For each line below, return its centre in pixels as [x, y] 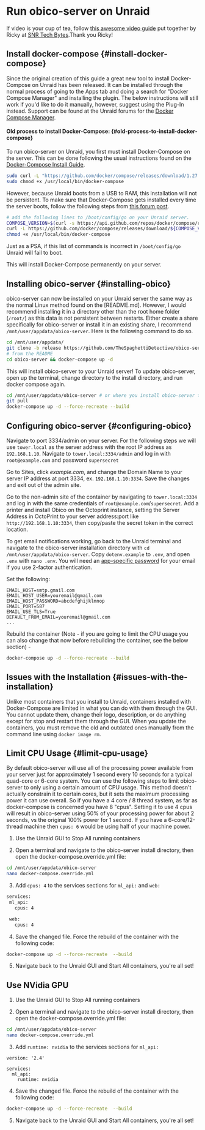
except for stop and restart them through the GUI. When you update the [96, 721]
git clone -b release [34, 348]
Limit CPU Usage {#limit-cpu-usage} [77, 754]
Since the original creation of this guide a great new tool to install [88, 78]
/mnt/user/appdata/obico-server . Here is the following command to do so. [100, 331]
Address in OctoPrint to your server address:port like [73, 516]
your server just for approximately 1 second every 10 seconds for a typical [99, 774]
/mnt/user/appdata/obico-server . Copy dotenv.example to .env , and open [98, 554]
